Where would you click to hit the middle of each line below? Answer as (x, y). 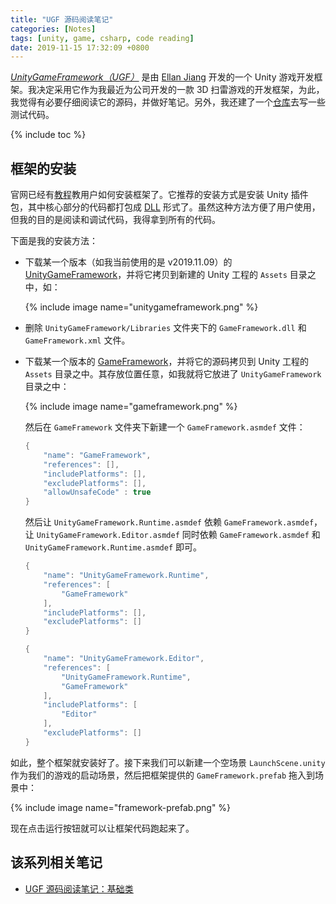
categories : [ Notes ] (53, 29)
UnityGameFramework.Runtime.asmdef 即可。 (113, 547)
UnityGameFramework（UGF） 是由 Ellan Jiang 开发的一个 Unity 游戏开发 (162, 77)
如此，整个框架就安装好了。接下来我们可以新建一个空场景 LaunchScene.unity (168, 762)
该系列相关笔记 (56, 862)
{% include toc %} (48, 135)
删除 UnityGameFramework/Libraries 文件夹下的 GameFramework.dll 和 (165, 328)
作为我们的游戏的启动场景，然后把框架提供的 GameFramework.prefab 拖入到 (163, 775)
